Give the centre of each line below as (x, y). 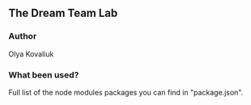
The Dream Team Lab (63, 13)
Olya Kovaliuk (31, 54)
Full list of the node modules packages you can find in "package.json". (126, 92)
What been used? (44, 74)
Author (23, 36)
